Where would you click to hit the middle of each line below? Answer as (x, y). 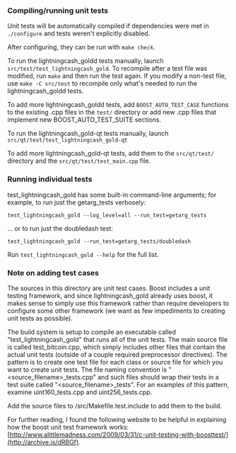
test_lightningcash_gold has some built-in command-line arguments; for (112, 195)
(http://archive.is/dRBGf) (43, 442)
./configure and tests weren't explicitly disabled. (79, 33)
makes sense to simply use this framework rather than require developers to (118, 303)
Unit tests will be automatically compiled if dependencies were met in (108, 26)
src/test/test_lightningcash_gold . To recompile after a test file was (107, 69)
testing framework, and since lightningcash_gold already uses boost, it (110, 295)
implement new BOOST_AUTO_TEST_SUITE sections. (84, 120)
